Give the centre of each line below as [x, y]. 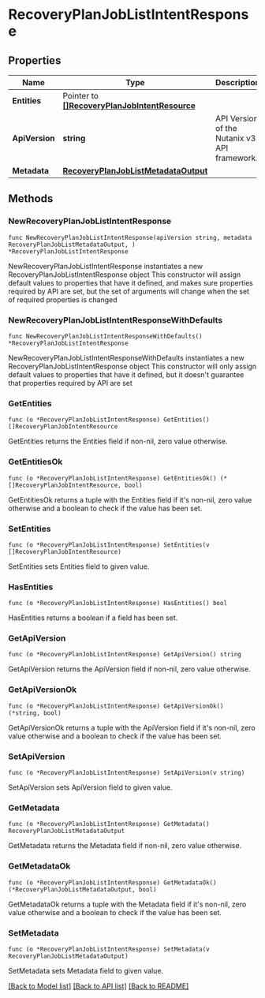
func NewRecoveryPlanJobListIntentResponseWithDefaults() [105, 336]
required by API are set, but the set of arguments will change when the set [129, 291]
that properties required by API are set [70, 383]
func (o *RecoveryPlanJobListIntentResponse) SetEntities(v [109, 545]
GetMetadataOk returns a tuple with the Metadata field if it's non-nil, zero [127, 904]
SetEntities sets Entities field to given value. [79, 566]
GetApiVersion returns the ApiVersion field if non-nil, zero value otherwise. [129, 669]
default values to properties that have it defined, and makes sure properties [131, 282]
